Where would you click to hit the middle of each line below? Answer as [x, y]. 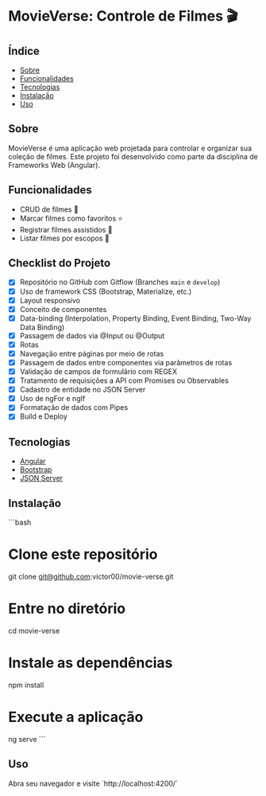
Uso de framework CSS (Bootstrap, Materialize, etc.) [106, 291]
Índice [24, 51]
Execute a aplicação [76, 717]
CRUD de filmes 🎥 [49, 209]
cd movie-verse [34, 630]
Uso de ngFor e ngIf [52, 399]
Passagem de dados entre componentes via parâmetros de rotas [126, 362]
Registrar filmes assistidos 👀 [66, 229]
